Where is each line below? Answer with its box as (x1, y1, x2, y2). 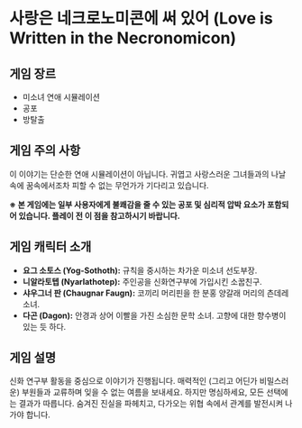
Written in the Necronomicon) (9, 28, 237, 49)
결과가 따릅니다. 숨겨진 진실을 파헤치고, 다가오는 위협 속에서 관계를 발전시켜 (18, 398, 284, 409)
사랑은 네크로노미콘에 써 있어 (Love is (9, 8, 273, 29)
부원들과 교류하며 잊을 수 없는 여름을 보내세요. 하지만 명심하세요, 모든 (21, 387, 264, 397)
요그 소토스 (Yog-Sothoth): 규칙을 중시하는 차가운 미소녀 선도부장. (22, 265, 258, 276)
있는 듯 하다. (22, 321, 67, 332)
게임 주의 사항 (9, 143, 81, 159)
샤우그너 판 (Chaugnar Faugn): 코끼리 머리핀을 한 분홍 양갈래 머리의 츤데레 (22, 287, 289, 298)
